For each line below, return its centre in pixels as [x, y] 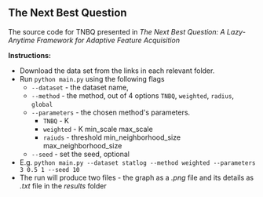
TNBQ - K [56, 120]
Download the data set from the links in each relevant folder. [117, 71]
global [42, 104]
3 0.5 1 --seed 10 [49, 170]
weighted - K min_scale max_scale [98, 129]
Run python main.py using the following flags [92, 78]
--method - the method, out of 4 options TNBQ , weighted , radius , [132, 95]
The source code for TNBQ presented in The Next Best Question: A [117, 31]
